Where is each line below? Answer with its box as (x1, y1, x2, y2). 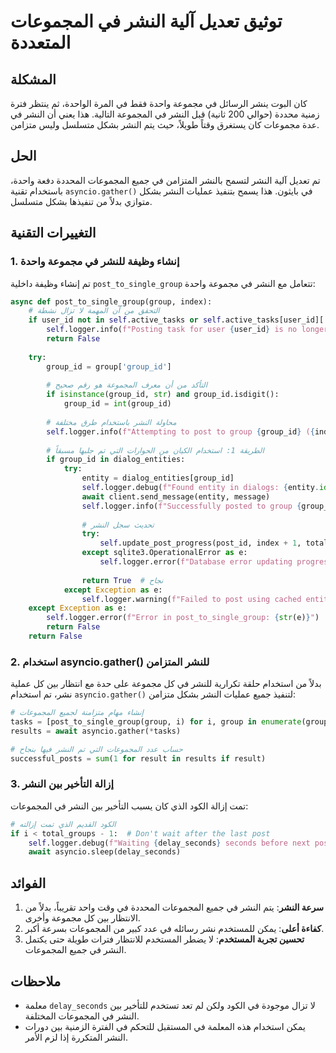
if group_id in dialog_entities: (46, 455, 186, 465)
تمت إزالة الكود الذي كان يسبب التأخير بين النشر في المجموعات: (10, 800, 249, 812)
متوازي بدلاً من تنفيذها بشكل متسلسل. (10, 195, 153, 207)
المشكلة (10, 71, 57, 88)
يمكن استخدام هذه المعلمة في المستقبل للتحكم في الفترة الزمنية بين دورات (24, 1020, 306, 1032)
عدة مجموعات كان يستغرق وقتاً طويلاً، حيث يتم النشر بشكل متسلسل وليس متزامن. (10, 119, 320, 130)
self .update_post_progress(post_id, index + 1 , (99, 538, 302, 549)
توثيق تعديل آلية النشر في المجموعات (10, 10, 283, 33)
